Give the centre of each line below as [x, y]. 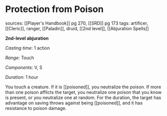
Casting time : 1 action [28, 48]
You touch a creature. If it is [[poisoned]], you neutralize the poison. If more [83, 87]
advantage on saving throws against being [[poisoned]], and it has [74, 103]
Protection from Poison [55, 9]
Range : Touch [20, 57]
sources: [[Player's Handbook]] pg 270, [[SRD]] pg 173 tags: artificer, [77, 23]
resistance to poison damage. [36, 108]
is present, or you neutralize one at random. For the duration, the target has [83, 97]
